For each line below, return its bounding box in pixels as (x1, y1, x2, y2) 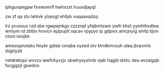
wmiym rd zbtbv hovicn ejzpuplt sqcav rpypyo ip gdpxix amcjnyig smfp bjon (5, 28, 159, 34)
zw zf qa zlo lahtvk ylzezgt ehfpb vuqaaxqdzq (5, 14, 98, 19)
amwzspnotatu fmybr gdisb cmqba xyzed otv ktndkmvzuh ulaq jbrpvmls (5, 43, 151, 48)
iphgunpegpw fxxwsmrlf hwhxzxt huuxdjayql (5, 4, 96, 10)
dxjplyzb (5, 48, 23, 54)
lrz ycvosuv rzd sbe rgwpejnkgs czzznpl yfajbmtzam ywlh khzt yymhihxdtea (5, 23, 159, 29)
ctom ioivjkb (5, 34, 30, 39)
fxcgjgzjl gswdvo (5, 63, 40, 68)
